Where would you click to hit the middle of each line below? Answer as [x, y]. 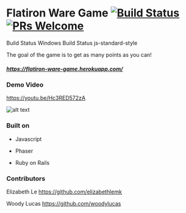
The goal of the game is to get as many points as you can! [79, 54]
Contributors [26, 178]
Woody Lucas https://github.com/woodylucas [64, 203]
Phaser [24, 151]
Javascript [28, 139]
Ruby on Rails [32, 162]
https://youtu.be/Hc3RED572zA [46, 98]
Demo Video [25, 84]
